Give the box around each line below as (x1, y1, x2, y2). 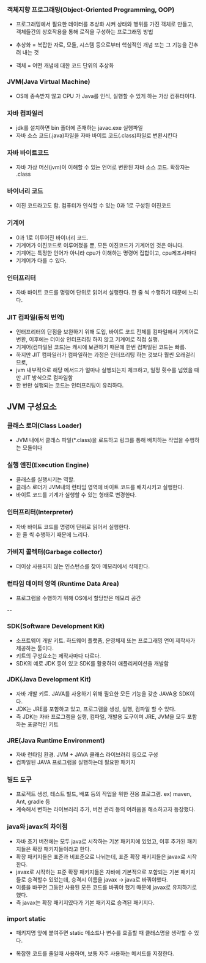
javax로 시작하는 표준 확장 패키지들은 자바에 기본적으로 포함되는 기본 (15, 868, 180, 875)
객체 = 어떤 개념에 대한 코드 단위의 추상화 (15, 62, 114, 69)
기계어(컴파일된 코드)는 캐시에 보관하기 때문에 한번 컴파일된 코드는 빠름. (15, 343, 186, 351)
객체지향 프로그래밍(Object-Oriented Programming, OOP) (7, 5, 175, 13)
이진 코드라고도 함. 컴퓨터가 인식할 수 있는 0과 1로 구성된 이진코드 (15, 202, 172, 209)
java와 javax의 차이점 (7, 822, 68, 831)
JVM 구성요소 (7, 401, 57, 411)
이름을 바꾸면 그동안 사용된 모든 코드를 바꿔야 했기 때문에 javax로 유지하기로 (15, 883, 197, 891)
